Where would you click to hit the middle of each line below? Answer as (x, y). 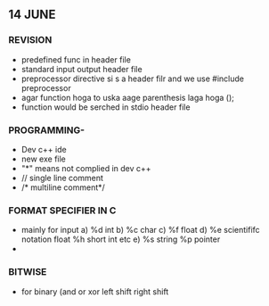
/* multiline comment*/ (63, 187)
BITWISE (28, 272)
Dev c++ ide (44, 149)
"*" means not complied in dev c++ (86, 168)
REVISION (30, 40)
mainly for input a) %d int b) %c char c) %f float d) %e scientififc (140, 230)
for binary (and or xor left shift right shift (95, 291)
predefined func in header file (76, 59)
